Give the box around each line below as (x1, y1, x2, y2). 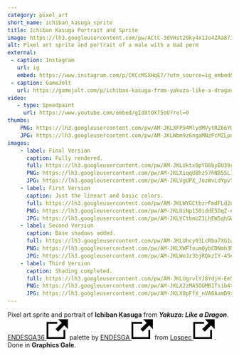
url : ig (16, 64, 40, 71)
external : (7, 49, 37, 56)
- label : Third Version (20, 260, 91, 267)
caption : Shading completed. (26, 268, 113, 275)
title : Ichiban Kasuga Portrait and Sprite (7, 26, 139, 34)
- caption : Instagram (10, 57, 75, 64)
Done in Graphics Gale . (7, 341, 77, 349)
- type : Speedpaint (16, 102, 75, 109)
